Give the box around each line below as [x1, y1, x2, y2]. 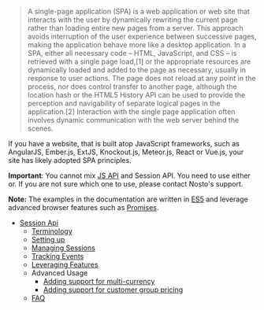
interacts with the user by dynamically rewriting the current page [27, 15, 238, 24]
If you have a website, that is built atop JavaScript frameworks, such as [8, 139, 240, 148]
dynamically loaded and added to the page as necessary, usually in [27, 65, 247, 74]
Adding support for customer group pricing [43, 285, 184, 294]
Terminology [31, 227, 73, 235]
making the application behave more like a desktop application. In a [27, 40, 247, 50]
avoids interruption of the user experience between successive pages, [27, 31, 257, 41]
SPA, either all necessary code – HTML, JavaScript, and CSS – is [27, 49, 237, 57]
